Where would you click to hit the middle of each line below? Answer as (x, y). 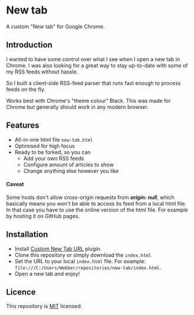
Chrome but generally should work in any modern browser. (77, 107)
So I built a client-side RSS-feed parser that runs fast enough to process (93, 83)
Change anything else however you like (71, 170)
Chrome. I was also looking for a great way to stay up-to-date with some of (97, 65)
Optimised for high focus (45, 146)
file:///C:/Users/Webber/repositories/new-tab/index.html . (88, 267)
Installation (27, 235)
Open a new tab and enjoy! (47, 273)
